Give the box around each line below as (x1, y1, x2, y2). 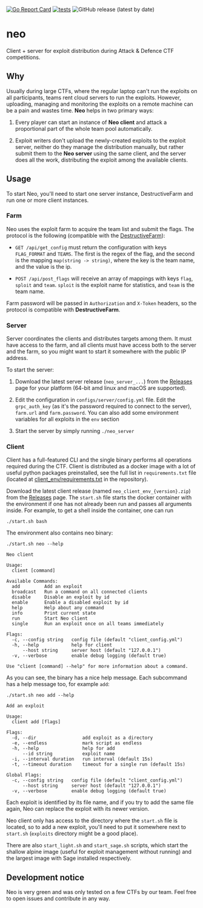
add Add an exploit (12, 584, 83, 590)
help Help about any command (12, 605, 104, 611)
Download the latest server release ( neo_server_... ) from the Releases (15, 378, 193, 386)
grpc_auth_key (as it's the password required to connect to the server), (15, 403, 192, 410)
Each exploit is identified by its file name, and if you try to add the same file (6, 799, 194, 806)
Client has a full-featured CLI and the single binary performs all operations (6, 456, 192, 463)
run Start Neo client (12, 615, 88, 622)
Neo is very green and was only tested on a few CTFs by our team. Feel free (6, 889, 197, 896)
